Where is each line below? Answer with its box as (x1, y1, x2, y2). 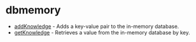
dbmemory (5, 3, 61, 17)
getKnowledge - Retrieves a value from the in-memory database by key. (14, 29, 191, 36)
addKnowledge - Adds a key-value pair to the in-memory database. (14, 23, 179, 30)
